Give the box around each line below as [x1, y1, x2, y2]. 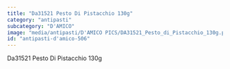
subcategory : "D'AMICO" [7, 23, 75, 29]
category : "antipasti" [7, 16, 72, 23]
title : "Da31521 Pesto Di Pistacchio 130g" [7, 10, 133, 17]
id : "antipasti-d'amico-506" [7, 36, 90, 42]
